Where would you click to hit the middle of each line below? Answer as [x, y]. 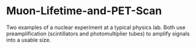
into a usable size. [29, 40]
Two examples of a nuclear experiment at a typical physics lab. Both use [96, 27]
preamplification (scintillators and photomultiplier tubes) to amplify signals [98, 33]
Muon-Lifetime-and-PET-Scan [84, 11]
